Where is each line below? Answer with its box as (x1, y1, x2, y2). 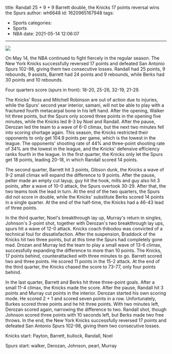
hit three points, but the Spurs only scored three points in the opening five (5, 113, 161, 119)
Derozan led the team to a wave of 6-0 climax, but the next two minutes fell (5, 124, 164, 130)
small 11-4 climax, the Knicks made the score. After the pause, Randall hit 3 (5, 285, 164, 290)
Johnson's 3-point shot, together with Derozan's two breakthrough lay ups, (5, 220, 164, 226)
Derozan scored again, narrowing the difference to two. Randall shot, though (5, 306, 167, 312)
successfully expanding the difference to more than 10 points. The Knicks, (5, 247, 162, 253)
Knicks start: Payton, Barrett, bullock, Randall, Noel (5, 333, 113, 339)
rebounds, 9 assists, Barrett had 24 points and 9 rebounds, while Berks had (5, 71, 165, 77)
